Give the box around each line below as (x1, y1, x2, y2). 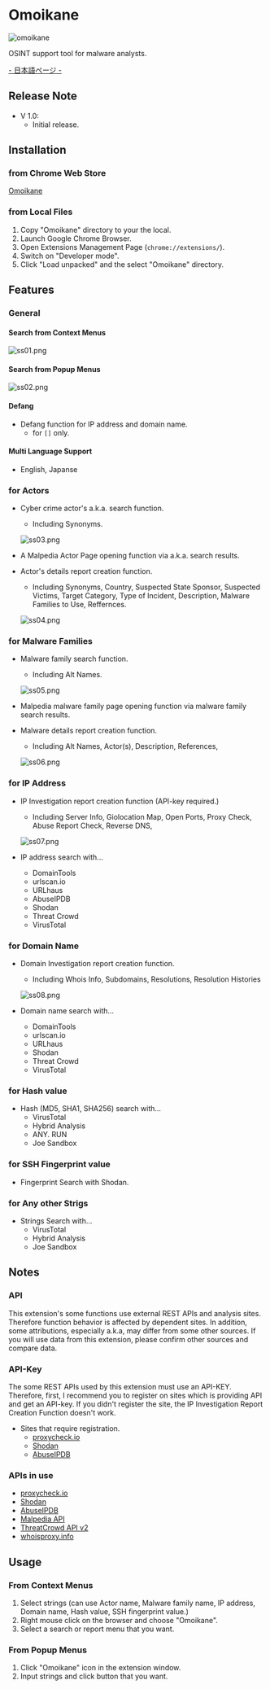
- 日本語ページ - (8, 65, 63, 75)
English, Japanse (20, 464, 78, 474)
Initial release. (32, 120, 80, 129)
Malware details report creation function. (20, 726, 157, 736)
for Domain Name (8, 940, 80, 952)
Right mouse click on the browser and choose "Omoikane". (20, 1615, 218, 1625)
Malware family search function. (20, 654, 128, 664)
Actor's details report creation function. (20, 567, 153, 576)
